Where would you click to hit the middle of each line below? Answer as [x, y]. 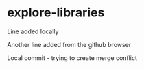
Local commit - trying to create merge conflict [72, 58]
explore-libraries [56, 13]
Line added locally [33, 31]
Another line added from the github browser [69, 44]
